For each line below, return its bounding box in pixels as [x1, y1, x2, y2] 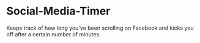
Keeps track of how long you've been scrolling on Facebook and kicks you [6, 24, 194, 31]
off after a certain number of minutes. [6, 30, 101, 38]
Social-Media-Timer [6, 4, 111, 18]
